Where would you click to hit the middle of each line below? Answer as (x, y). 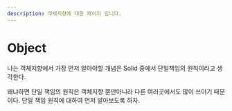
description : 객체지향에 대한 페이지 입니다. (64, 14)
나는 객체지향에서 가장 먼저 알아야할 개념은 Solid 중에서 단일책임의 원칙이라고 (111, 68)
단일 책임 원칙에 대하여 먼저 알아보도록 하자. (81, 100)
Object (27, 48)
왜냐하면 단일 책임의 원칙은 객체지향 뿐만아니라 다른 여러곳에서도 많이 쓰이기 (110, 92)
